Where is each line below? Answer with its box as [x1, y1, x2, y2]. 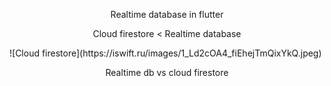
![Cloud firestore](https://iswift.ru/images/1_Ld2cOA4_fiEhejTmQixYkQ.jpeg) [9, 47, 322, 59]
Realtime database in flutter [110, 9, 224, 20]
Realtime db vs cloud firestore [105, 67, 229, 78]
